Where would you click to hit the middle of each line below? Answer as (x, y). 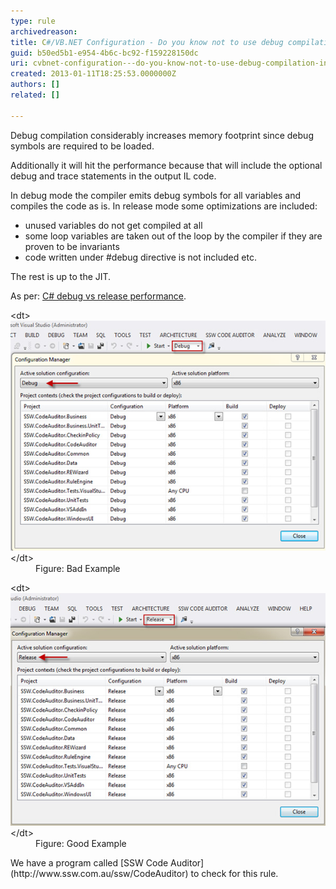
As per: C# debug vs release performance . (98, 296)
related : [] (35, 95)
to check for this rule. (234, 873)
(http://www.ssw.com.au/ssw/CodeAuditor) (99, 873)
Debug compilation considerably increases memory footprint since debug (162, 135)
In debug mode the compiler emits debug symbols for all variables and (156, 195)
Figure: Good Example (81, 843)
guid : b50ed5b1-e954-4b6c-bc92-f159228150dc (104, 53)
